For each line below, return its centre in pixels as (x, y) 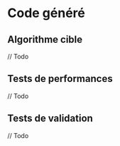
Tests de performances (60, 79)
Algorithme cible (45, 40)
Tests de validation (50, 119)
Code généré (46, 13)
